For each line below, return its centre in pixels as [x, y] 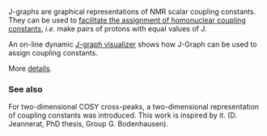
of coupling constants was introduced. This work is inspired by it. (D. [123, 115]
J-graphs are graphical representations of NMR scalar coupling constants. [132, 12]
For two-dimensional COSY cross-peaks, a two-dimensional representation [134, 107]
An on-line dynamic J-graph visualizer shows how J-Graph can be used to [133, 44]
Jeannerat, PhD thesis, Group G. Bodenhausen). [88, 124]
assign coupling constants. [53, 53]
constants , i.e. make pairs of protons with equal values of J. [108, 29]
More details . [30, 68]
